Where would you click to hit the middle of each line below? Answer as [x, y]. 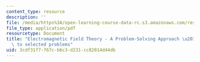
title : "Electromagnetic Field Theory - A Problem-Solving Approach [93, 39]
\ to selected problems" [42, 45]
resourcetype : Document [36, 34]
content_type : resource [36, 12]
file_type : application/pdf [41, 28]
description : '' [26, 17]
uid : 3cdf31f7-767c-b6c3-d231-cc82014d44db [61, 50]
